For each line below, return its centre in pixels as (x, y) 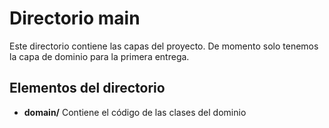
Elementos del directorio (87, 88)
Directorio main (75, 18)
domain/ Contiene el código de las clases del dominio (135, 112)
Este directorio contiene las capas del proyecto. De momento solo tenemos (164, 46)
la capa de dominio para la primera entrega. (99, 56)
